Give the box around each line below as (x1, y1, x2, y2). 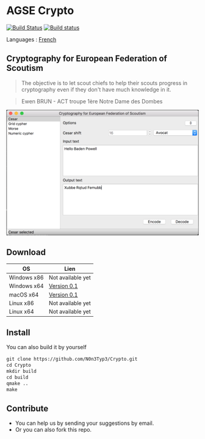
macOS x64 (9, 291, 39, 298)
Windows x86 (9, 274, 44, 281)
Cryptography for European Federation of (6, 53, 168, 64)
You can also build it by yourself (6, 344, 87, 351)
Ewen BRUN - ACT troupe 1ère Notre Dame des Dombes (21, 97, 163, 105)
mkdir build (6, 368, 37, 375)
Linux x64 (9, 308, 35, 315)
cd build (6, 374, 29, 381)
